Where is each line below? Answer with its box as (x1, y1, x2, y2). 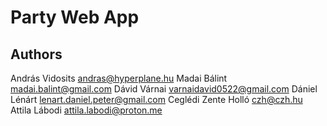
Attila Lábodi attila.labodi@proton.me (10, 104, 163, 116)
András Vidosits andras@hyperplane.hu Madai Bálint (10, 72, 228, 84)
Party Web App (10, 6, 140, 29)
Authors (10, 46, 63, 63)
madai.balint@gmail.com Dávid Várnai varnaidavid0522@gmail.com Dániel (10, 83, 318, 95)
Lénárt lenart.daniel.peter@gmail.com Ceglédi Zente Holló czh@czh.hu (10, 94, 303, 105)
